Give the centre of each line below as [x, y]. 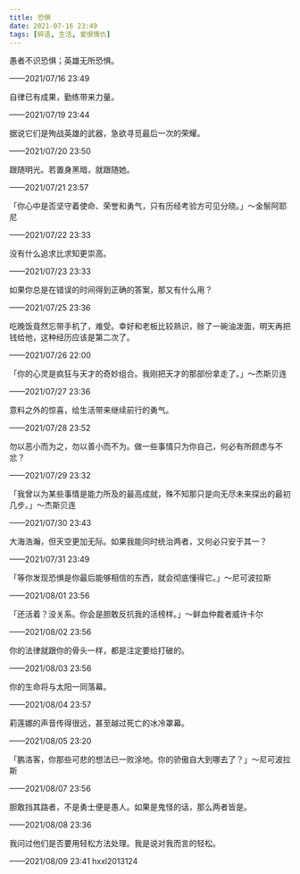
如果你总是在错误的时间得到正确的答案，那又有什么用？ [111, 290]
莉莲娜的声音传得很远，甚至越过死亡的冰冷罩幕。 [99, 723]
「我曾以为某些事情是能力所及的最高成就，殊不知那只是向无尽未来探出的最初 [150, 494]
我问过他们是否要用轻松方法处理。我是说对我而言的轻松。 [115, 844]
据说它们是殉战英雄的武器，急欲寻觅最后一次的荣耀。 [107, 133]
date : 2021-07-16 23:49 [54, 26]
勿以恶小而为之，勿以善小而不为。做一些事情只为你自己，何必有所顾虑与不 [146, 446]
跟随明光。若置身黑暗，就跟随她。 [72, 170]
